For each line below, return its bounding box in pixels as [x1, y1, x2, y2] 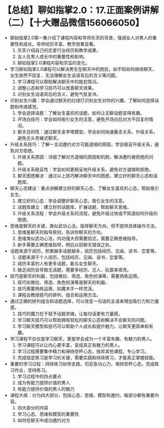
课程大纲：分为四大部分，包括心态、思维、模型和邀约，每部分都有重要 [9, 392, 155, 398]
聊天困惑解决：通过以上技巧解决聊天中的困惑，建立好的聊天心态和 [17, 173, 153, 179]
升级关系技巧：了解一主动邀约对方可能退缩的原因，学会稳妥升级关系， [9, 141, 155, 147]
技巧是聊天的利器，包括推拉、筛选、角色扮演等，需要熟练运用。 [9, 273, 141, 279]
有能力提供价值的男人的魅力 [17, 386, 75, 392]
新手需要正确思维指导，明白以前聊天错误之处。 [17, 241, 114, 247]
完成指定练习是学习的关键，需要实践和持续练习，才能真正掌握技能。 [17, 354, 158, 360]
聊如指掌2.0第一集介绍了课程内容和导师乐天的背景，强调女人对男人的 [9, 35, 152, 41]
